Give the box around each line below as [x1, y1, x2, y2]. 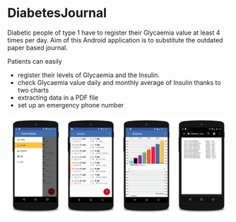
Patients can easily [7, 57, 62, 65]
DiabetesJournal [7, 5, 107, 21]
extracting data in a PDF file [17, 93, 99, 102]
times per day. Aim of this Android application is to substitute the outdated [7, 35, 223, 44]
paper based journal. [7, 43, 69, 52]
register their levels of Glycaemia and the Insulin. [17, 71, 160, 79]
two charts [17, 86, 49, 94]
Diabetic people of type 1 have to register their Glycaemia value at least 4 [7, 28, 220, 37]
